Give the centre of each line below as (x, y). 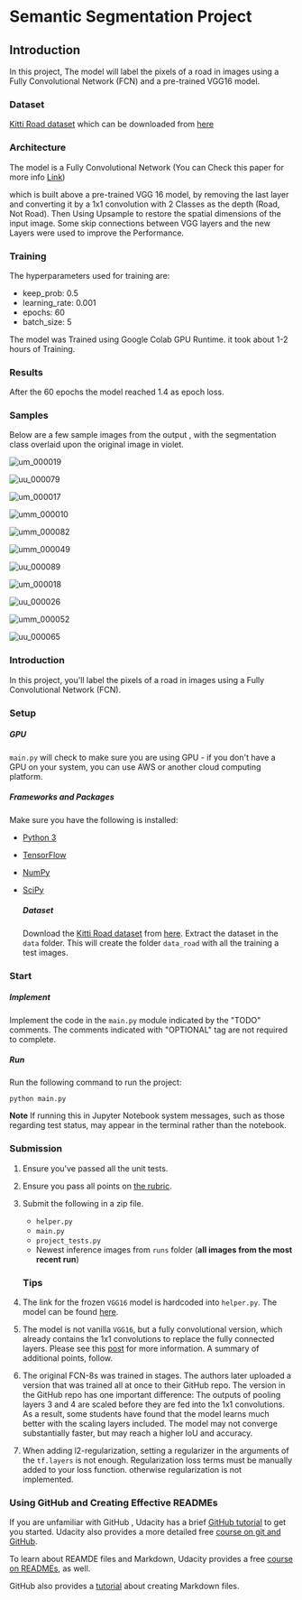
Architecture (38, 148)
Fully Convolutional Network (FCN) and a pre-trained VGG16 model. (135, 81)
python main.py (38, 1099)
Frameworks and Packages (62, 797)
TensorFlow (44, 855)
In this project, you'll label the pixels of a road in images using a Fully (137, 680)
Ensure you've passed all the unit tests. (95, 1168)
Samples (29, 415)
